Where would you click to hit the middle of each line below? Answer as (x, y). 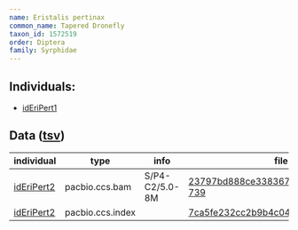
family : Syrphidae (43, 51)
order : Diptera (37, 42)
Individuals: (43, 87)
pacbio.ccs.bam (98, 186)
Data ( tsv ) (37, 135)
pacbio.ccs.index (100, 212)
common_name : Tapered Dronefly (67, 26)
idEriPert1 (39, 107)
